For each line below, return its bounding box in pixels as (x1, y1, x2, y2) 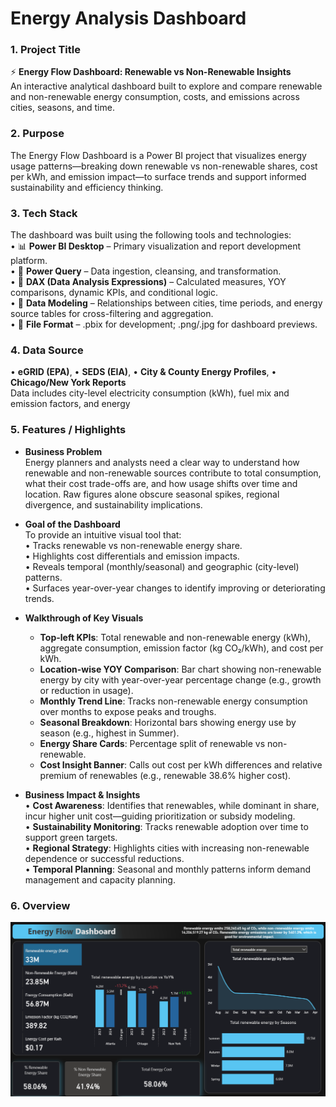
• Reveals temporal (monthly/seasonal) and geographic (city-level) (24, 560, 300, 572)
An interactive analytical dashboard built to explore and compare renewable (10, 80, 323, 92)
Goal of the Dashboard (24, 518, 121, 530)
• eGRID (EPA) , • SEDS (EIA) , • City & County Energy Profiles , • (10, 366, 277, 378)
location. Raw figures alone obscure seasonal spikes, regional (24, 488, 280, 500)
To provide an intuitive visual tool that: (24, 528, 182, 541)
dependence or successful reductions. (24, 852, 185, 864)
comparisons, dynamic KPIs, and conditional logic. (10, 287, 219, 299)
